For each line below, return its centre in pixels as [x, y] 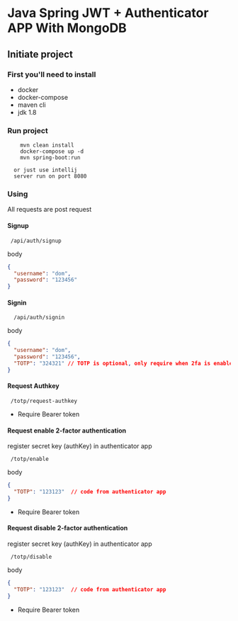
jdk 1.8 [27, 112]
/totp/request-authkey [44, 401]
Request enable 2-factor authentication [67, 431]
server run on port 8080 [50, 176]
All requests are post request [50, 210]
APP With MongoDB [67, 28]
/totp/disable [31, 557]
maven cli [32, 105]
